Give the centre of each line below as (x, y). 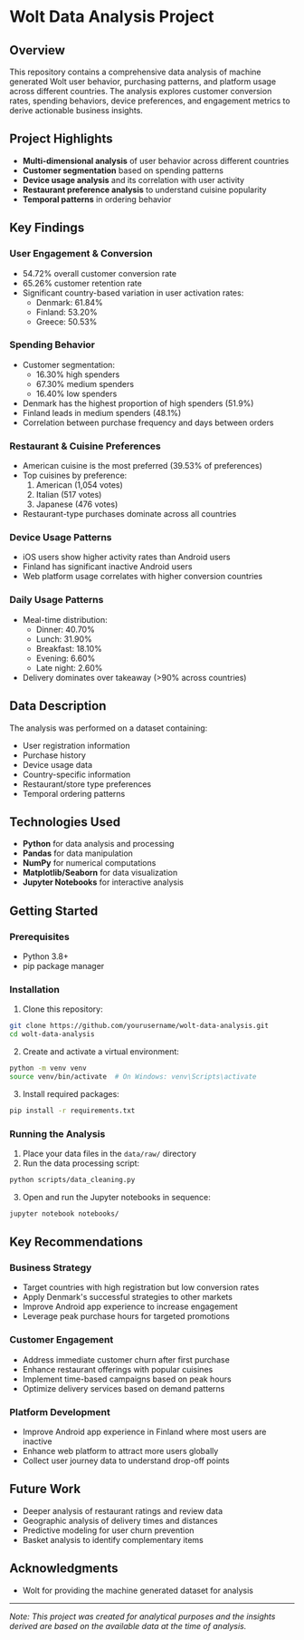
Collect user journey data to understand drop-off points (126, 1460)
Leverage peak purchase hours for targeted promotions (126, 1316)
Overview (38, 50)
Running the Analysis (57, 1133)
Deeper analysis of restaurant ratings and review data (123, 1510)
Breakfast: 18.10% (69, 648)
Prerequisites (39, 936)
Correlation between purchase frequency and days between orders (148, 422)
